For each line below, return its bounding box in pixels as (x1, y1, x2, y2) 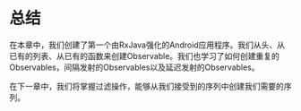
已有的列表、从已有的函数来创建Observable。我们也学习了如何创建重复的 (9, 50, 280, 61)
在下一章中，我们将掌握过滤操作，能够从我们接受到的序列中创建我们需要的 (9, 81, 284, 91)
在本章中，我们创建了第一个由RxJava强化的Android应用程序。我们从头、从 (9, 39, 285, 50)
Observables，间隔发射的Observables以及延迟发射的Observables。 (9, 62, 260, 73)
